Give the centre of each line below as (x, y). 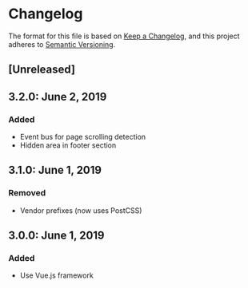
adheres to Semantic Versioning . (62, 44)
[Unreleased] (42, 70)
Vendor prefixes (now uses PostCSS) (81, 210)
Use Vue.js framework (56, 275)
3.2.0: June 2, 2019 (58, 97)
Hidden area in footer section (68, 145)
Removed (27, 193)
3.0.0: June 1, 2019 (56, 236)
